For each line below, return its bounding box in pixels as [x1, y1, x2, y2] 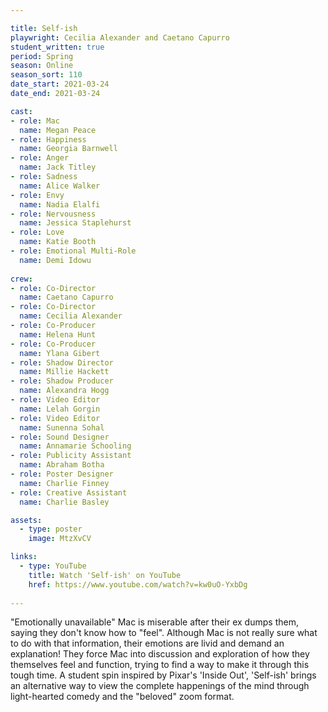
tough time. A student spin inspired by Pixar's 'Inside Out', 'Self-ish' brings [10, 669, 317, 681]
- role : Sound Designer [10, 432, 110, 442]
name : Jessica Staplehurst [19, 218, 132, 228]
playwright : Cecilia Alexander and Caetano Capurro [10, 32, 230, 43]
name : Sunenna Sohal [19, 422, 105, 433]
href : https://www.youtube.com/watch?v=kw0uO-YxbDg [28, 579, 248, 590]
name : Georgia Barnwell [19, 144, 118, 154]
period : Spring [10, 51, 74, 61]
